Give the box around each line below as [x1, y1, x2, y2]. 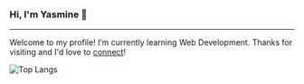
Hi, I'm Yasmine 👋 [9, 8, 88, 21]
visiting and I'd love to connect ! [9, 47, 127, 58]
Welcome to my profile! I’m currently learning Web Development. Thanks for [9, 37, 293, 48]
